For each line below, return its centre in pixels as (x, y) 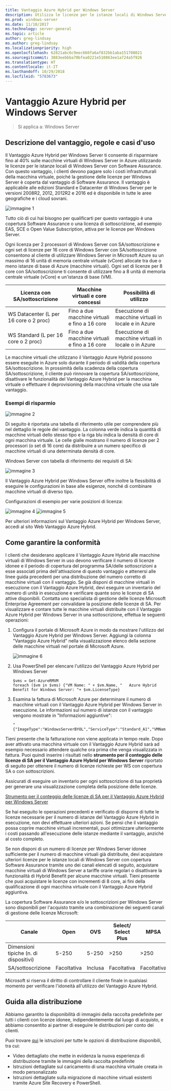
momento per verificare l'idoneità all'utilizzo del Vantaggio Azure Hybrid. (81, 986)
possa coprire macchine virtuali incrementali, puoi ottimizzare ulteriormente (84, 828)
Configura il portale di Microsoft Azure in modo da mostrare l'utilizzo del (88, 630)
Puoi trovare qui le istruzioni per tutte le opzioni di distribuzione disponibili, (83, 1040)
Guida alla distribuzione (44, 1002)
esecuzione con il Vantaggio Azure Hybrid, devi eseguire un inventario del (83, 587)
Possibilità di (139, 292)
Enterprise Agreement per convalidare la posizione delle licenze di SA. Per (83, 604)
